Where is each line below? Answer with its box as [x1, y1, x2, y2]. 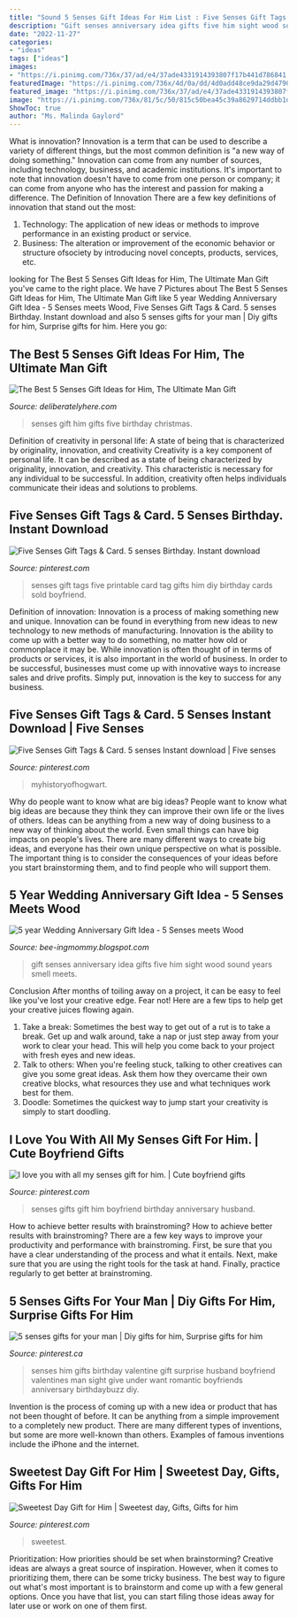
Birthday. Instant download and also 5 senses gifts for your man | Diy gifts [9, 312, 278, 322]
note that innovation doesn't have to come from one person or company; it [9, 174, 280, 184]
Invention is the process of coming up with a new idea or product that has [9, 1401, 278, 1412]
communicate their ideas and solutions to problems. [9, 482, 199, 492]
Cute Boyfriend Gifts [9, 1146, 125, 1161]
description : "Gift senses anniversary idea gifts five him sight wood [9, 21, 278, 30]
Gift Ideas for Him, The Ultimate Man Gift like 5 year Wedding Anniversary [9, 293, 278, 304]
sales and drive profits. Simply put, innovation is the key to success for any [9, 672, 282, 683]
